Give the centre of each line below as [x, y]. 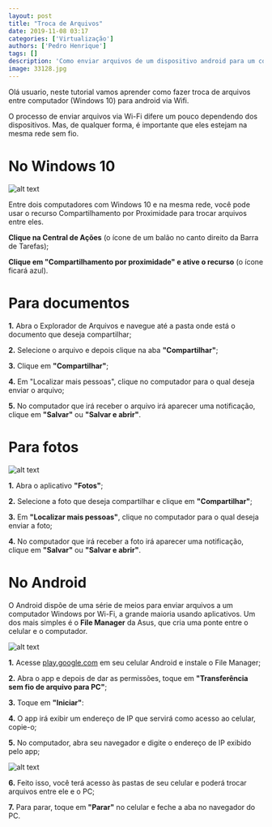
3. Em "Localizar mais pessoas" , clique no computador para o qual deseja [134, 517]
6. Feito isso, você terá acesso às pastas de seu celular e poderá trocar [127, 782]
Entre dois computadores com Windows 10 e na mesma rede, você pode [130, 205]
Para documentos [69, 303]
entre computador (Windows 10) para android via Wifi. [99, 100]
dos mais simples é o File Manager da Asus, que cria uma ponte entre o [128, 622]
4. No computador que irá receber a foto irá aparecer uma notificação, [126, 541]
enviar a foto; [30, 525]
